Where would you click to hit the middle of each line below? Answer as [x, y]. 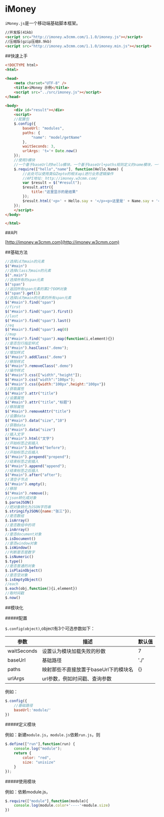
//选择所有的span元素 [24, 279]
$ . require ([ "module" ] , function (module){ [47, 801]
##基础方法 [16, 252]
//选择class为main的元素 [28, 271]
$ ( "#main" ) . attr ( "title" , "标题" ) [38, 402]
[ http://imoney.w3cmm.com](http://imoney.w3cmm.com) [62, 242]
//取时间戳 [15, 593]
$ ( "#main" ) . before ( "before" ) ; [36, 448]
